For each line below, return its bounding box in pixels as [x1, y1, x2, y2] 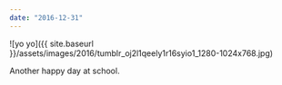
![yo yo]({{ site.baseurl [9, 38, 94, 49]
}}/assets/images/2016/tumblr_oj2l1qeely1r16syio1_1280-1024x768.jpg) [9, 47, 274, 59]
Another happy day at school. [9, 65, 120, 76]
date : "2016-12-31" [9, 13, 84, 23]
